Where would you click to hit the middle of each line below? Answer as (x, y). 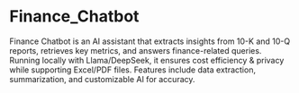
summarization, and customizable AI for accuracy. (102, 79)
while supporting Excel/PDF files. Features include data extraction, (133, 70)
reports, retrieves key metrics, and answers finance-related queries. (136, 50)
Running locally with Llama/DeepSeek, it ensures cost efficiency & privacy (147, 60)
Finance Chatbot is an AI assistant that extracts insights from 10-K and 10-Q (150, 41)
